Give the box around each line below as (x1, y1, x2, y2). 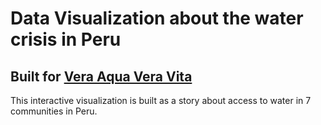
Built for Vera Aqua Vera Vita (10, 68, 193, 85)
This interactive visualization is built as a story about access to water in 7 (10, 95, 312, 106)
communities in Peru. (10, 105, 98, 117)
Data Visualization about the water (10, 7, 304, 30)
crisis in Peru (10, 28, 122, 51)
